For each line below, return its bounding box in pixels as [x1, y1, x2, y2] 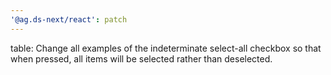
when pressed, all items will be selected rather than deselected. [10, 52, 273, 65]
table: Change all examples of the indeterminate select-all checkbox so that [10, 42, 322, 54]
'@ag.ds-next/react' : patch [10, 14, 128, 25]
